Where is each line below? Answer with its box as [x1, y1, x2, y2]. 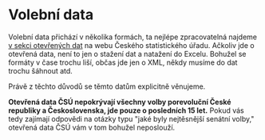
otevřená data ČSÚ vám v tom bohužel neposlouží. [8, 122, 176, 132]
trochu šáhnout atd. [8, 66, 73, 75]
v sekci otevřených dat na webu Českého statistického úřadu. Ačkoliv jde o [8, 40, 255, 50]
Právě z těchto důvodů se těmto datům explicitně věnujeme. [8, 82, 206, 91]
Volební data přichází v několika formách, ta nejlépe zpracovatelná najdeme [8, 32, 258, 42]
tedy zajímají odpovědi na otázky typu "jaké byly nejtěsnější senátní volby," [8, 114, 255, 123]
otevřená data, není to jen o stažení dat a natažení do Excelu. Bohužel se [8, 49, 247, 58]
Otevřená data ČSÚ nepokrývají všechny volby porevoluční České [8, 97, 231, 106]
